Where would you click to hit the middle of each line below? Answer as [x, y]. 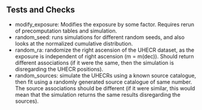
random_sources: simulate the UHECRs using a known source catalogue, [106, 75]
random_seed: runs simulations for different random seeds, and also [100, 37]
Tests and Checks [41, 10]
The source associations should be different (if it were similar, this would [105, 88]
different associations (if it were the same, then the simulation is [94, 63]
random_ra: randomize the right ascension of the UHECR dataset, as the [105, 50]
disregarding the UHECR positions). [59, 69]
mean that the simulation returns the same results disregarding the [98, 94]
